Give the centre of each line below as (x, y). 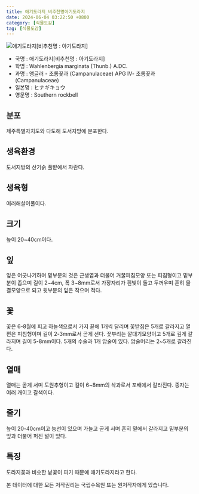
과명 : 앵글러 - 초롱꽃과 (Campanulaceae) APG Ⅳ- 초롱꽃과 (85, 74)
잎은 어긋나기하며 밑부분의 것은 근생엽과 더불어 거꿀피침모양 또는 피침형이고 (94, 276)
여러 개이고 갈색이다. (30, 392)
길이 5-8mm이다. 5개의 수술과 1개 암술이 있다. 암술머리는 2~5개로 (99, 341)
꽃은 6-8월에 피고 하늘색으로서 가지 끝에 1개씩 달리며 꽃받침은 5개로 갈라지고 (95, 326)
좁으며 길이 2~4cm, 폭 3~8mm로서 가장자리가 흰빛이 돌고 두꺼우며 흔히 (101, 283)
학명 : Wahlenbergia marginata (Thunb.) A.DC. (71, 66)
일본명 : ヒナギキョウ (40, 88)
